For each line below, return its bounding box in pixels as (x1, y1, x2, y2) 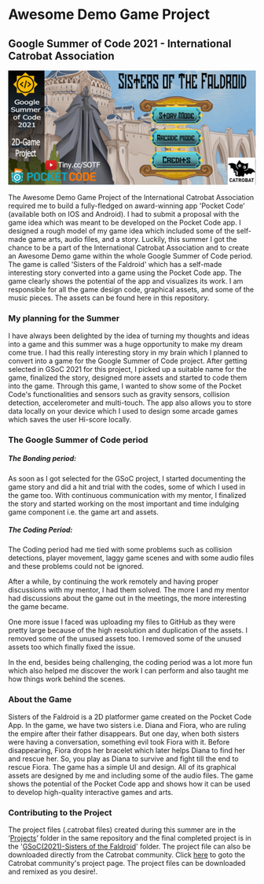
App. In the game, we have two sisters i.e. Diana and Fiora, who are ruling (8, 720, 247, 730)
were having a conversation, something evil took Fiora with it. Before (8, 737, 230, 746)
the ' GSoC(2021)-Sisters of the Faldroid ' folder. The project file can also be (8, 841, 251, 852)
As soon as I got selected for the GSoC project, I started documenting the (8, 474, 246, 483)
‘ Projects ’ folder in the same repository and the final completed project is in (8, 834, 251, 843)
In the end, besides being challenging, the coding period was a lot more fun (8, 658, 253, 667)
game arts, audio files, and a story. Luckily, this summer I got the (27, 235, 237, 244)
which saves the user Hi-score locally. (8, 414, 132, 424)
